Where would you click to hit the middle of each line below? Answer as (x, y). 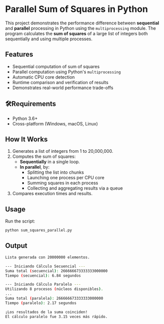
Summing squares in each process (63, 183)
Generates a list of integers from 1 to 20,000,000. (63, 151)
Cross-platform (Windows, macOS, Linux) (55, 123)
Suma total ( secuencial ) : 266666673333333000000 (56, 271)
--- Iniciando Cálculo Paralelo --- (43, 285)
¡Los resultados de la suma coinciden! (46, 312)
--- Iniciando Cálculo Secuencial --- (45, 266)
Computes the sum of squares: (44, 157)
